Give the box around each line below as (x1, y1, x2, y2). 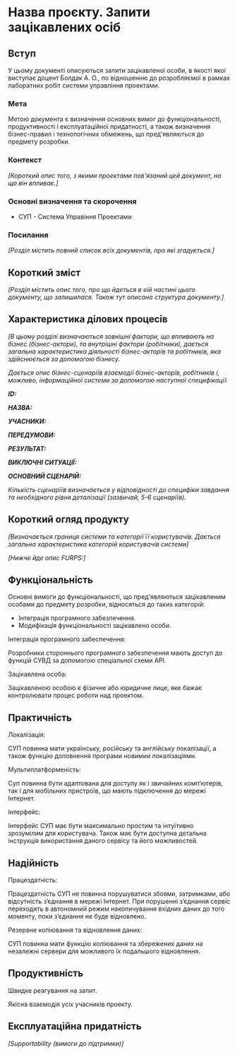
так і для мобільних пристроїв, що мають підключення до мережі (8, 786, 207, 795)
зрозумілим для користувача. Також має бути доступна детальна (8, 829, 207, 838)
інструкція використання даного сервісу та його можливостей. (8, 837, 198, 845)
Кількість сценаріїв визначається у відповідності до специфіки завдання (8, 485, 230, 494)
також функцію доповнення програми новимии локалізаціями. (8, 752, 197, 760)
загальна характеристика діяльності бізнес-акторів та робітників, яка (8, 347, 221, 356)
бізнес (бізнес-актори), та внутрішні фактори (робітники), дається (8, 339, 209, 348)
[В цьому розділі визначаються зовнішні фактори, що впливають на (8, 332, 214, 340)
